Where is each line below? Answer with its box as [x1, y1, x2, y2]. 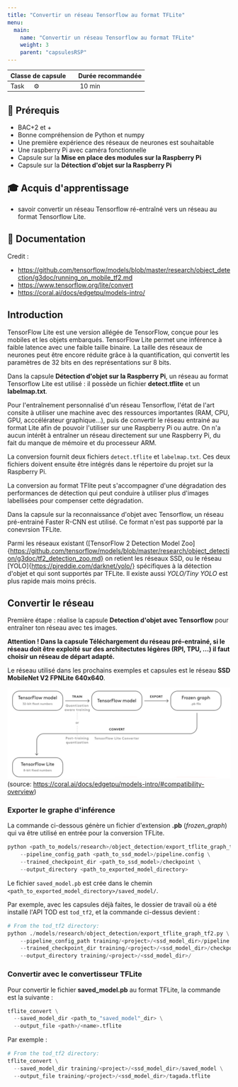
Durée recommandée [78, 71, 142, 80]
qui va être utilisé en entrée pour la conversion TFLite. [7, 829, 165, 837]
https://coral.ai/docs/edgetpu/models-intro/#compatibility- [33, 780, 205, 788]
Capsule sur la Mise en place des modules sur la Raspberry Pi [17, 154, 202, 162]
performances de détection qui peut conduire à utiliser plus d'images [7, 488, 209, 497]
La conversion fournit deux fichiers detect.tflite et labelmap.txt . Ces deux [7, 452, 231, 461]
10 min [79, 82, 101, 90]
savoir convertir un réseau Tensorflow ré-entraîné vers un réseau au [17, 205, 217, 213]
